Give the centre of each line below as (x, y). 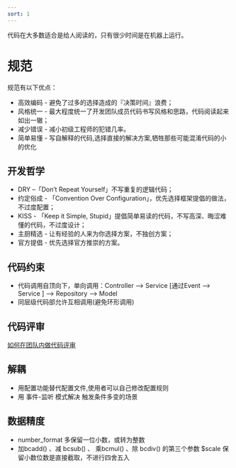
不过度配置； (36, 207)
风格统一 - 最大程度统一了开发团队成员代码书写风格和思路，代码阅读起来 (123, 111)
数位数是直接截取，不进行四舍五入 (80, 457)
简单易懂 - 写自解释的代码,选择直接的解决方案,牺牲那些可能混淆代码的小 (122, 138)
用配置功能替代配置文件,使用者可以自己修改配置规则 (93, 388)
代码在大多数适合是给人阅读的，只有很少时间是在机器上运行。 (97, 35)
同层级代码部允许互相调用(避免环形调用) (76, 302)
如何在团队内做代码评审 (41, 345)
